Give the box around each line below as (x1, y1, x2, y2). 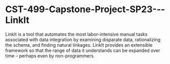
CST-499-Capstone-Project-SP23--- (5, 4, 165, 15)
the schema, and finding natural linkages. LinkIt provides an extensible (5, 42, 153, 48)
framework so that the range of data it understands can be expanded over (5, 47, 160, 53)
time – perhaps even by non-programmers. (5, 52, 95, 59)
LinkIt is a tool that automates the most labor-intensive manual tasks (5, 31, 148, 37)
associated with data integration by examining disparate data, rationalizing (5, 37, 161, 43)
